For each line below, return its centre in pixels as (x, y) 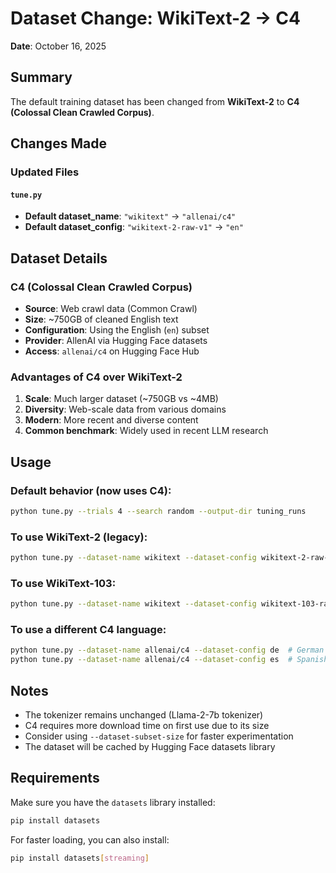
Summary (41, 77)
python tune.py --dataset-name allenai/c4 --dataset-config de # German (167, 650)
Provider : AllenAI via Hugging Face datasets (116, 340)
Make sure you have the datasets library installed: (113, 802)
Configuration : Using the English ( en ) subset (117, 329)
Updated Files (45, 172)
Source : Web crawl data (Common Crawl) (111, 308)
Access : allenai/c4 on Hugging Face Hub (112, 351)
